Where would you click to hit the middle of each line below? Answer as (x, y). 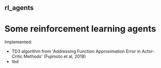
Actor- (148, 51)
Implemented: (18, 42)
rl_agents (19, 8)
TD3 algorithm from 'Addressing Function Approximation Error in (76, 51)
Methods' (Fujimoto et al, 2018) (55, 56)
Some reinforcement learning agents (80, 29)
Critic (17, 56)
